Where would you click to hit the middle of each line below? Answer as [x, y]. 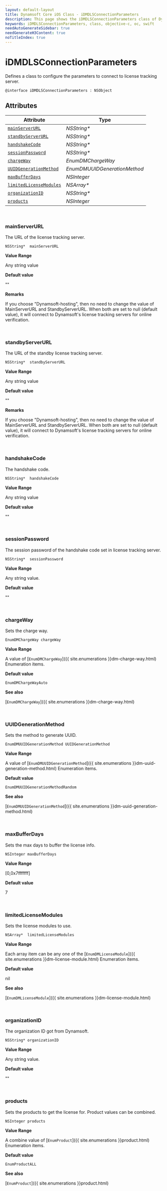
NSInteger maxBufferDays [31, 854]
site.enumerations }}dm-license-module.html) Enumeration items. [72, 959]
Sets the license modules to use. [39, 926]
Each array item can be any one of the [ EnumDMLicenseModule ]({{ [70, 954]
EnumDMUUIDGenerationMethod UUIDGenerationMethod [58, 744]
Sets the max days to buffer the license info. [50, 845]
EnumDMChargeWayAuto [27, 683]
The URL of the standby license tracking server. [54, 353]
